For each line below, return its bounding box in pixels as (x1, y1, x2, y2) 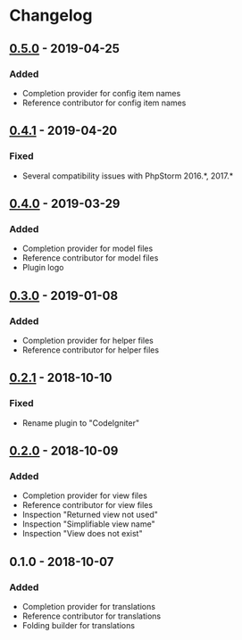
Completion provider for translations (21, 602, 156, 611)
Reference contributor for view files (21, 500, 154, 511)
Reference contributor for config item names (21, 97, 187, 108)
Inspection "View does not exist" (21, 528, 143, 539)
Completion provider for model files (21, 243, 154, 254)
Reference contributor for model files (21, 253, 159, 263)
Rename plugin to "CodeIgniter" (21, 417, 140, 428)
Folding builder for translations (21, 620, 136, 630)
